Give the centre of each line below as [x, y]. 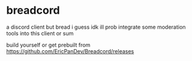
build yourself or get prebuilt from [48, 45]
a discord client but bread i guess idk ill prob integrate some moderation [96, 27]
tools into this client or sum [40, 33]
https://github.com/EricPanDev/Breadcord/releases [70, 51]
